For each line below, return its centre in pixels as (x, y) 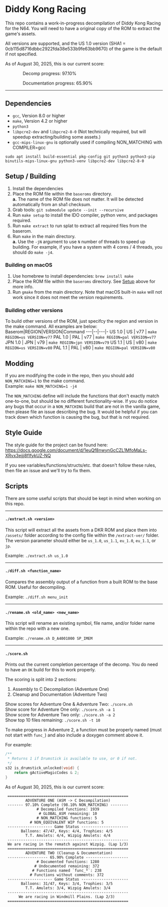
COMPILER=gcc (29, 147)
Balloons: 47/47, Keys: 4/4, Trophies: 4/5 (67, 831)
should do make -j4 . (33, 252)
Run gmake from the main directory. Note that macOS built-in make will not (87, 292)
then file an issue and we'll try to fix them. (48, 470)
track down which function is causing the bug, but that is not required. (77, 417)
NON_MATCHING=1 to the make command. (45, 381)
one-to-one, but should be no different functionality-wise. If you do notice (81, 401)
